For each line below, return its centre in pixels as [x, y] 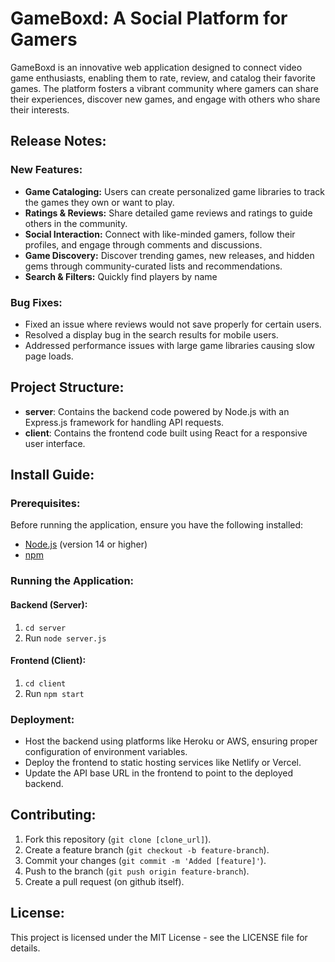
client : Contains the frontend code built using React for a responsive [166, 433]
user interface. [55, 443]
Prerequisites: [45, 504]
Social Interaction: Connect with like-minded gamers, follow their [160, 234]
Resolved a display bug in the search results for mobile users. [151, 334]
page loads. [49, 356]
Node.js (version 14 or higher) [86, 544]
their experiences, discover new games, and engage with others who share [165, 99]
